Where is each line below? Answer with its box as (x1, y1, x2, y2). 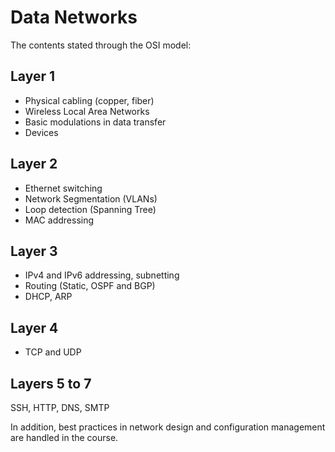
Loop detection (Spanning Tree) (24, 203, 157, 215)
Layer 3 (10, 242, 58, 260)
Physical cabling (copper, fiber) (24, 94, 155, 106)
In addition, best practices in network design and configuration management (10, 421, 326, 433)
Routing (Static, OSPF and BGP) (24, 280, 156, 292)
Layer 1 (10, 68, 56, 85)
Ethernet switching (24, 182, 103, 194)
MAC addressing (24, 214, 95, 226)
